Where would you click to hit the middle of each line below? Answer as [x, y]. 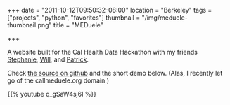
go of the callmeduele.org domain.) [58, 80]
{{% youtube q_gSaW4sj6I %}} [52, 94]
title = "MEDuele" [78, 25]
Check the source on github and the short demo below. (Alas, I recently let [115, 73]
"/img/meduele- [165, 17]
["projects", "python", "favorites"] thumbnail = [74, 17]
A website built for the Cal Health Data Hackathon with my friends [103, 52]
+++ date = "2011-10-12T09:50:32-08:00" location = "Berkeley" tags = [110, 10]
